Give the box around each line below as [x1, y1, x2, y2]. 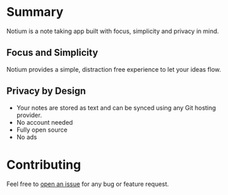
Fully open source [16, 125, 68, 134]
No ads [16, 132, 37, 141]
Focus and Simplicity [6, 47, 99, 59]
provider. [16, 111, 42, 119]
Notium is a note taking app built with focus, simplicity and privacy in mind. [6, 27, 220, 35]
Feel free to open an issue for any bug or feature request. [6, 180, 169, 188]
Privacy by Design [6, 85, 87, 97]
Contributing [6, 156, 81, 172]
